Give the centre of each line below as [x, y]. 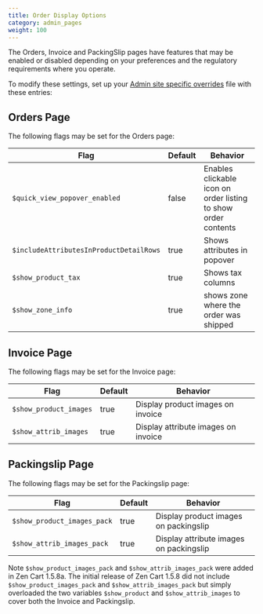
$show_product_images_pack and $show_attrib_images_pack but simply [120, 584]
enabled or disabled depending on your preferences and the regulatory [122, 60]
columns [219, 283]
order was [222, 315]
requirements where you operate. [62, 69]
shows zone [225, 295]
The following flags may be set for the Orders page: [91, 136]
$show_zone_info [42, 310]
